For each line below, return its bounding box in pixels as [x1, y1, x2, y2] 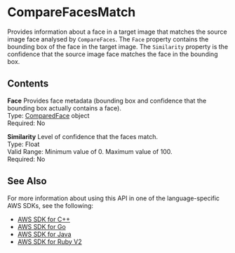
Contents [7, 78, 49, 90]
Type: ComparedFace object [7, 111, 90, 119]
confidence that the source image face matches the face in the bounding [7, 50, 218, 58]
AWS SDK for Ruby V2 [17, 237, 82, 246]
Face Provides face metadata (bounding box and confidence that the [7, 96, 207, 105]
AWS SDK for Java [17, 230, 72, 238]
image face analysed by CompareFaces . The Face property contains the [7, 34, 209, 43]
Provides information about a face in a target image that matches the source [7, 27, 227, 36]
